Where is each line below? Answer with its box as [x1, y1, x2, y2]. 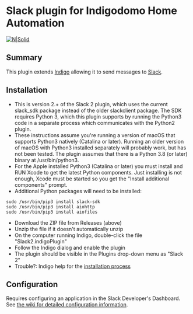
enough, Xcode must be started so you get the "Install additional [14, 175, 170, 182]
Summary [6, 53, 43, 62]
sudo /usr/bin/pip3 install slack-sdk [6, 198, 100, 205]
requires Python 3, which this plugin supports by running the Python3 [14, 113, 182, 120]
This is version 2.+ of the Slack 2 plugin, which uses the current [14, 100, 168, 107]
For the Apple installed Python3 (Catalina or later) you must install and [14, 162, 183, 170]
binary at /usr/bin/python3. [14, 156, 79, 163]
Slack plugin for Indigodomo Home [6, 4, 178, 18]
